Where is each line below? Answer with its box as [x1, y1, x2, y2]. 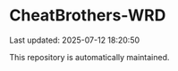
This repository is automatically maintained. [9, 51, 170, 62]
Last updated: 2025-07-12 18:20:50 [9, 35, 140, 45]
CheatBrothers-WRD [9, 5, 166, 26]
